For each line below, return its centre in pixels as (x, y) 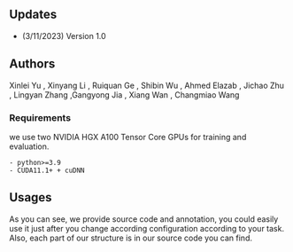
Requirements (40, 117)
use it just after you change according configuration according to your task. (147, 228)
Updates (33, 15)
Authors (32, 64)
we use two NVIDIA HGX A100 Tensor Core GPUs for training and (128, 137)
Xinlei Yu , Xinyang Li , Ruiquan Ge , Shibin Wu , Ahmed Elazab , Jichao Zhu (147, 85)
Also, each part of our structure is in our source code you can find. (131, 238)
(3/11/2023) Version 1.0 (64, 35)
